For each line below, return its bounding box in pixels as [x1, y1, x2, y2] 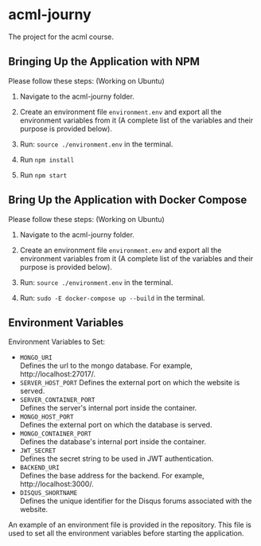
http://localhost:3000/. [19, 479, 94, 489]
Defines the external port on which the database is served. [19, 420, 212, 430]
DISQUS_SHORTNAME [19, 489, 78, 497]
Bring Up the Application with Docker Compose [8, 193, 247, 207]
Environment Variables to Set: [8, 337, 106, 347]
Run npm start [19, 170, 68, 180]
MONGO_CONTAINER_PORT [19, 430, 92, 439]
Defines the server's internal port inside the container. [19, 404, 197, 413]
